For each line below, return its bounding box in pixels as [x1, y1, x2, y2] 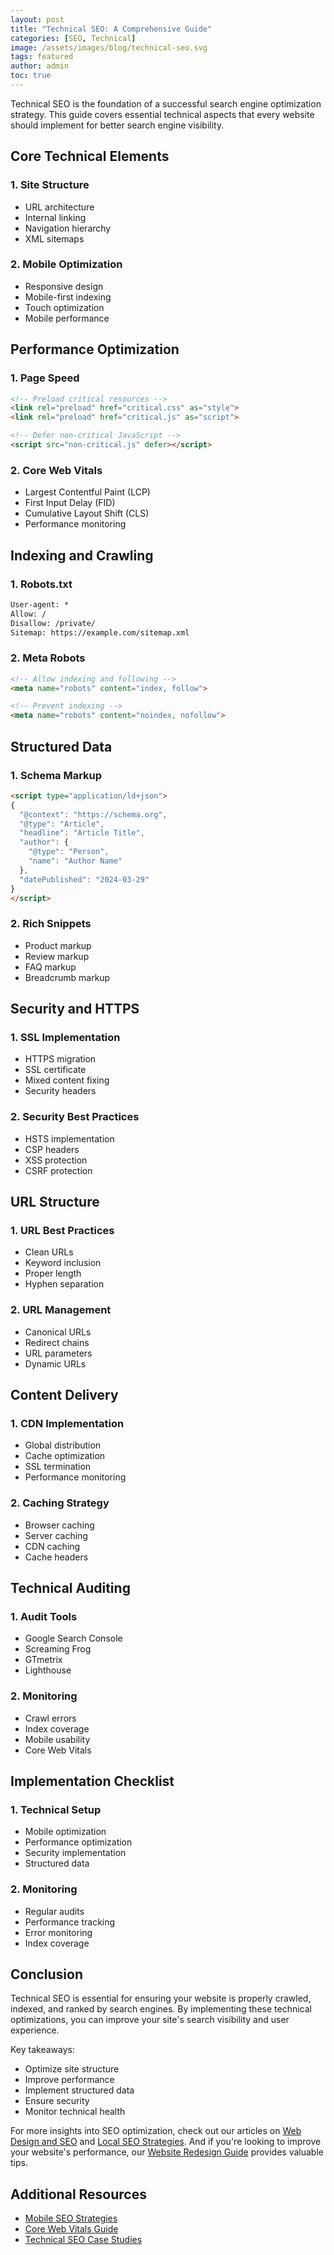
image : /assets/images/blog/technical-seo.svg [10, 42, 208, 53]
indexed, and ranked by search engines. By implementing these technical [10, 2003, 312, 2015]
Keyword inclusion [24, 1257, 102, 1269]
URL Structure [10, 1194, 100, 1211]
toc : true [10, 71, 52, 81]
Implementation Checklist [10, 1773, 175, 1790]
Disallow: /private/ [10, 618, 97, 628]
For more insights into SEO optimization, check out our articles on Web [10, 2125, 302, 2137]
